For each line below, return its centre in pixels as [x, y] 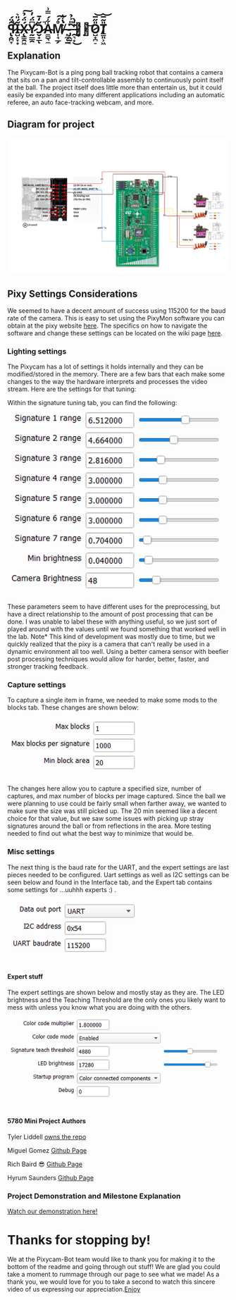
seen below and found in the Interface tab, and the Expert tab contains [110, 882]
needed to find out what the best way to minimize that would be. [100, 834]
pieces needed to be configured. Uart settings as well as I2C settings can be [118, 874]
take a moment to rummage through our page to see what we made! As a [113, 1275]
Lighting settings [37, 351]
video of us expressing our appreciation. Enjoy [74, 1289]
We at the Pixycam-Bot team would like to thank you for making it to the [111, 1259]
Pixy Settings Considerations [73, 293]
